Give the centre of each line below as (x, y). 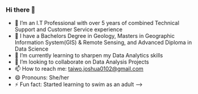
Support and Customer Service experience (68, 29)
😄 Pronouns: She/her (42, 78)
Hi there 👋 (21, 10)
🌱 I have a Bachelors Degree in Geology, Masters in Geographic (94, 36)
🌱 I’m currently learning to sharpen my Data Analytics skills (89, 56)
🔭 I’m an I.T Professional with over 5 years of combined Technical (97, 23)
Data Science (31, 49)
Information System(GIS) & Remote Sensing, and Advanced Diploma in (103, 43)
